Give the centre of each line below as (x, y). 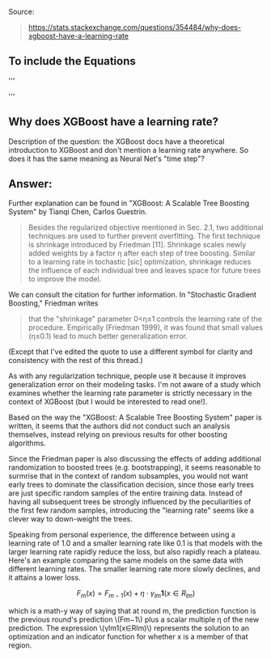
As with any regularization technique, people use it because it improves (127, 376)
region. (20, 645)
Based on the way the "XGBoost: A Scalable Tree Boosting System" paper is (135, 418)
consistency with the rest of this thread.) (76, 361)
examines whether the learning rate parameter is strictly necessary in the (130, 393)
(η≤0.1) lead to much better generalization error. (108, 336)
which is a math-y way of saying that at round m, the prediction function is (132, 611)
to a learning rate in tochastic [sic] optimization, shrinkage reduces (140, 262)
